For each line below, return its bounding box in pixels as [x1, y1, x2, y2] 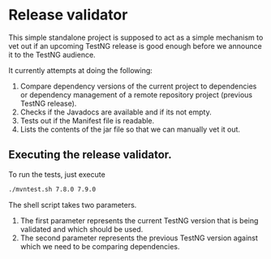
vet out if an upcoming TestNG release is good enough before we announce [8, 41, 262, 50]
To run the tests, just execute [8, 169, 105, 179]
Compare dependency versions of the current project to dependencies [19, 81, 257, 91]
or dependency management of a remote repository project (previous [19, 89, 253, 99]
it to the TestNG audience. [8, 50, 96, 59]
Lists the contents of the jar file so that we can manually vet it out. [19, 124, 241, 134]
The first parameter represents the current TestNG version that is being [19, 215, 259, 225]
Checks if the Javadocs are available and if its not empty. [19, 107, 213, 117]
